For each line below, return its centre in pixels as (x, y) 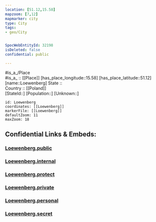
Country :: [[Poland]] (26, 88)
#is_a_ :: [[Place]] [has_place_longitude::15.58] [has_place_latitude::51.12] (78, 78)
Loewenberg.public (29, 148)
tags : (10, 28)
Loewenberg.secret (29, 214)
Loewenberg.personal (32, 201)
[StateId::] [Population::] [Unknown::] (42, 93)
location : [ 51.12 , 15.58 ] (30, 10)
